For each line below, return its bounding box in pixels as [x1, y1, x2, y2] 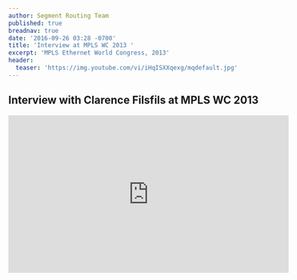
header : [8, 57, 34, 65]
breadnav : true [8, 26, 59, 34]
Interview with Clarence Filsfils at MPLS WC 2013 [8, 94, 259, 107]
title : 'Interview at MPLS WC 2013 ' [8, 42, 134, 50]
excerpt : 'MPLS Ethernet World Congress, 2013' [8, 49, 171, 57]
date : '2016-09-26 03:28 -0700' [8, 34, 116, 42]
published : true [8, 19, 62, 27]
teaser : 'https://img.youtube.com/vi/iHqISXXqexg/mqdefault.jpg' [15, 64, 239, 72]
